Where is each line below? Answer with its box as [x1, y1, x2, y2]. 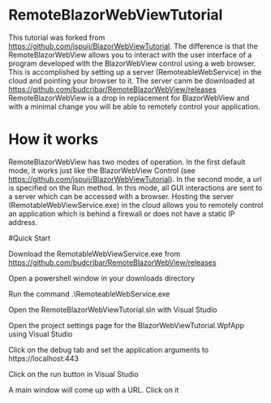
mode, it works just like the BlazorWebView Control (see [8, 165, 196, 175]
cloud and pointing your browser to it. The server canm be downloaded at [8, 76, 256, 85]
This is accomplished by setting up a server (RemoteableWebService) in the [8, 67, 262, 76]
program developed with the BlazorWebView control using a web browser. [8, 58, 256, 68]
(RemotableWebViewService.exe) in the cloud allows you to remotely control [8, 200, 264, 210]
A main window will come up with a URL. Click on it [8, 384, 179, 395]
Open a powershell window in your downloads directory [8, 273, 196, 283]
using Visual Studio [8, 329, 73, 339]
